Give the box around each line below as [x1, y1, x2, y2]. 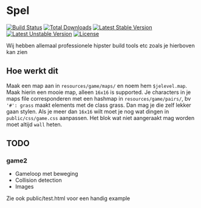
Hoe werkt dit [6, 66, 59, 76]
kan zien [6, 48, 28, 55]
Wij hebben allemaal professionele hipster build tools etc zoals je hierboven [6, 42, 196, 49]
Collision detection [15, 176, 62, 184]
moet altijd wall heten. [6, 121, 63, 128]
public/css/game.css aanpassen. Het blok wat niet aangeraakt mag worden [6, 114, 195, 121]
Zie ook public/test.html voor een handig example [6, 195, 131, 202]
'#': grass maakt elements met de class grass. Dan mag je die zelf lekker [6, 101, 191, 109]
